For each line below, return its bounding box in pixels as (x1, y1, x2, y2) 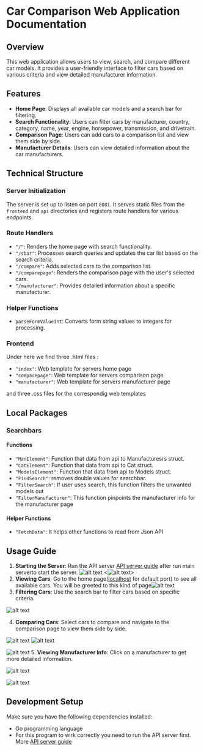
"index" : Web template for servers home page (15, 365, 132, 372)
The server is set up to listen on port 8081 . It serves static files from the (6, 200, 185, 208)
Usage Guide (6, 546, 57, 556)
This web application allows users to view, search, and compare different (6, 58, 191, 65)
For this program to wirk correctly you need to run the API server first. (15, 731, 191, 739)
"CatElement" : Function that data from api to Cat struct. (15, 461, 154, 469)
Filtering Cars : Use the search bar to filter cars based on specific (15, 588, 180, 595)
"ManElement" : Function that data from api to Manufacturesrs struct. (15, 455, 185, 462)
